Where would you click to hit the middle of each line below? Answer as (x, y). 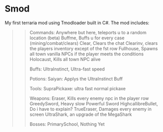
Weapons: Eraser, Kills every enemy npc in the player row (89, 98)
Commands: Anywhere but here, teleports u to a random (88, 32)
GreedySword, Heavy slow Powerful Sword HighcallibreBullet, (94, 103)
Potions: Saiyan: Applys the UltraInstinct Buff (76, 79)
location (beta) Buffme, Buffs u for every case (77, 38)
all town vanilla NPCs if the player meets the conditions (87, 54)
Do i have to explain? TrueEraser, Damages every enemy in (91, 109)
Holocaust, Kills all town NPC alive (65, 59)
